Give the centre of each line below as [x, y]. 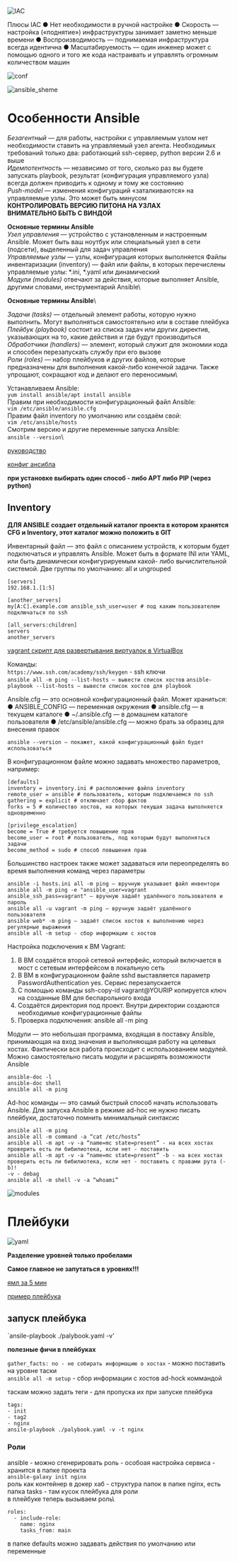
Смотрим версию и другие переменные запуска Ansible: [94, 429]
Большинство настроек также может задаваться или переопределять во [118, 863]
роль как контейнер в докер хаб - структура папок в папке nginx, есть [114, 1483]
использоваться [30, 748]
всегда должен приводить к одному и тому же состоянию [96, 183]
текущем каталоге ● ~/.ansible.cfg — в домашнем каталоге [98, 714]
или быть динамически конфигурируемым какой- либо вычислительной [117, 561]
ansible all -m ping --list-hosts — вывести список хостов [96, 679]
